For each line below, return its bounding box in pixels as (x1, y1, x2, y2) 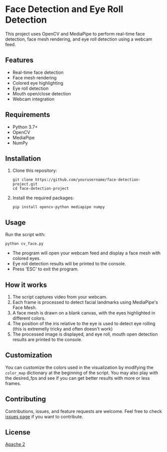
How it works (5, 280, 47, 289)
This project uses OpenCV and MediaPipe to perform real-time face (5, 31, 145, 37)
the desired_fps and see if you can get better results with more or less (5, 375, 150, 381)
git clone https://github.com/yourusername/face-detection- (12, 177, 141, 183)
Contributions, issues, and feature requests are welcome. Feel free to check (5, 408, 162, 414)
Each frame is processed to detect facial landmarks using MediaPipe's (12, 299, 158, 305)
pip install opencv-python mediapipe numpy (12, 205, 105, 210)
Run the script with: (5, 232, 46, 238)
